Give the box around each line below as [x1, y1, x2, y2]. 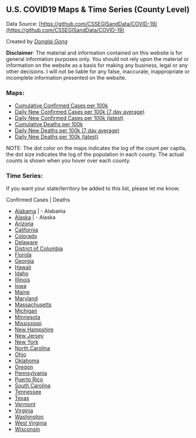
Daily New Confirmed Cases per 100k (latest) [14, 114, 124, 122]
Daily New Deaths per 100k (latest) [14, 133, 99, 140]
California [14, 226, 38, 233]
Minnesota [14, 314, 40, 321]
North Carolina [14, 345, 50, 352]
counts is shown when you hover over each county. [6, 157, 131, 164]
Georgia [14, 257, 34, 264]
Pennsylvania [14, 369, 48, 377]
